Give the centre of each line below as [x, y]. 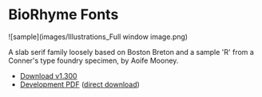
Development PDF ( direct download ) [79, 84]
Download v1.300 [48, 76]
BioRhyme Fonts [64, 15]
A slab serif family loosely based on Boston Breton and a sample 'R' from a [131, 52]
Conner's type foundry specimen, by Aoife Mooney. [93, 60]
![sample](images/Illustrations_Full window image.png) [98, 37]
